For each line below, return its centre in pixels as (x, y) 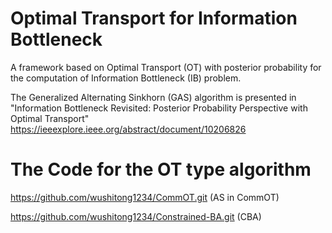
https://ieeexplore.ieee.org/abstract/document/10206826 (128, 129)
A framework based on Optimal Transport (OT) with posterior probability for (166, 67)
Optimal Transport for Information (154, 18)
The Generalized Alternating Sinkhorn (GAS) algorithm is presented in (153, 97)
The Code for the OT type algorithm (161, 169)
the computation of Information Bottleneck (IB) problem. (126, 78)
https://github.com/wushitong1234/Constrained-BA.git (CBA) (136, 216)
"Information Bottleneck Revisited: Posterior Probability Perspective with (159, 108)
